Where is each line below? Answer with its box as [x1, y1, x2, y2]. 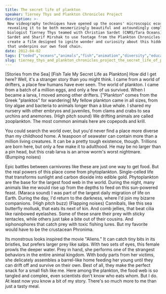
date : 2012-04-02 [5, 48, 41, 53]
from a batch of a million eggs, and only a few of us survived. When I [5, 87, 145, 93]
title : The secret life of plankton [5, 7, 81, 12]
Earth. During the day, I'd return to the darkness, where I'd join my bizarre [5, 195, 155, 201]
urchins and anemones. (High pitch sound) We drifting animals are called [5, 113, 154, 119]
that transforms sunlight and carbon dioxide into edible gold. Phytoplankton [5, 174, 159, 180]
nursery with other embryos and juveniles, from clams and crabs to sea [5, 108, 151, 114]
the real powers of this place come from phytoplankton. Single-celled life [5, 169, 154, 175]
